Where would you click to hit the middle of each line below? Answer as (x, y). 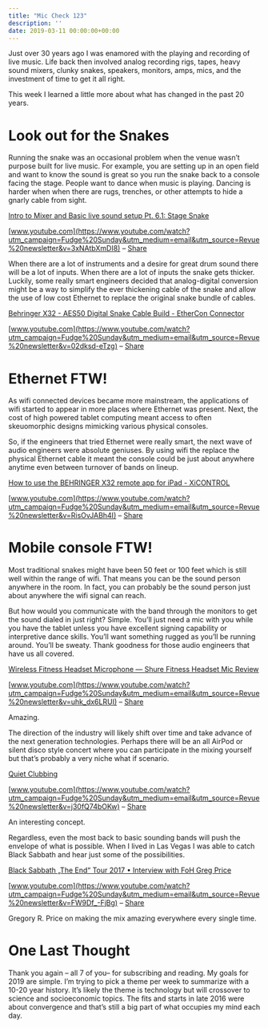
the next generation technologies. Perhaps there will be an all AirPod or (126, 742)
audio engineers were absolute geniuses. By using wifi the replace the (124, 451)
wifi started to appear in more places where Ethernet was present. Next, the (133, 409)
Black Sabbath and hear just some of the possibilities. (97, 855)
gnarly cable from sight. (48, 200)
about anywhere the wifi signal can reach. (77, 596)
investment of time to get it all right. (67, 79)
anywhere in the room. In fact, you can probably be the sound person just (129, 587)
